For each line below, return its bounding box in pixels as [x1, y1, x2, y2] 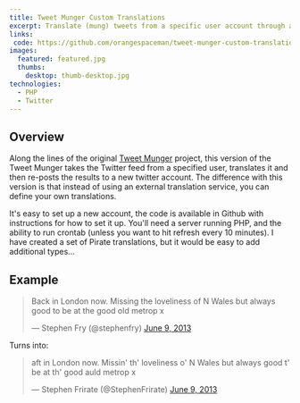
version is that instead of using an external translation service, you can [9, 181, 270, 192]
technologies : [9, 80, 62, 88]
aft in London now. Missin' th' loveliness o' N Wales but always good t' [30, 357, 290, 367]
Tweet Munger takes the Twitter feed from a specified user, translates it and [9, 163, 288, 173]
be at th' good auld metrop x [30, 367, 137, 377]
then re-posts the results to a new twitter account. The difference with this [9, 172, 283, 183]
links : [9, 29, 34, 38]
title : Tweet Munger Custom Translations [9, 13, 166, 22]
